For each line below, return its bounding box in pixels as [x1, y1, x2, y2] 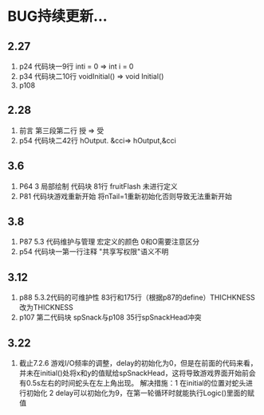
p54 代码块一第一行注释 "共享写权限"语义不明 [18, 247, 169, 256]
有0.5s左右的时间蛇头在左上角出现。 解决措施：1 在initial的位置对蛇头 [18, 378, 246, 388]
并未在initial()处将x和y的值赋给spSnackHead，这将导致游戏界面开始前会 [18, 368, 256, 378]
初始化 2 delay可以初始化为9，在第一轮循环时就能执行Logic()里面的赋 [26, 388, 255, 398]
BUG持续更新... [7, 7, 108, 25]
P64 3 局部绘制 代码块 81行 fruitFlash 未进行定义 [18, 181, 178, 191]
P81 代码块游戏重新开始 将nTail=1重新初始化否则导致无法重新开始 [18, 191, 232, 201]
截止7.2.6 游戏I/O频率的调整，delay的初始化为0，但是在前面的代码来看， [18, 358, 258, 368]
